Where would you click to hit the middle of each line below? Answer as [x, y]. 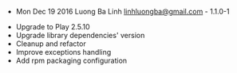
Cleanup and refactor [51, 44]
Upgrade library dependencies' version [80, 35]
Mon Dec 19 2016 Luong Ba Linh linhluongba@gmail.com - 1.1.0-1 [122, 12]
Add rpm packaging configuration [71, 60]
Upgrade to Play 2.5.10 [53, 27]
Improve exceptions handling [63, 52]
